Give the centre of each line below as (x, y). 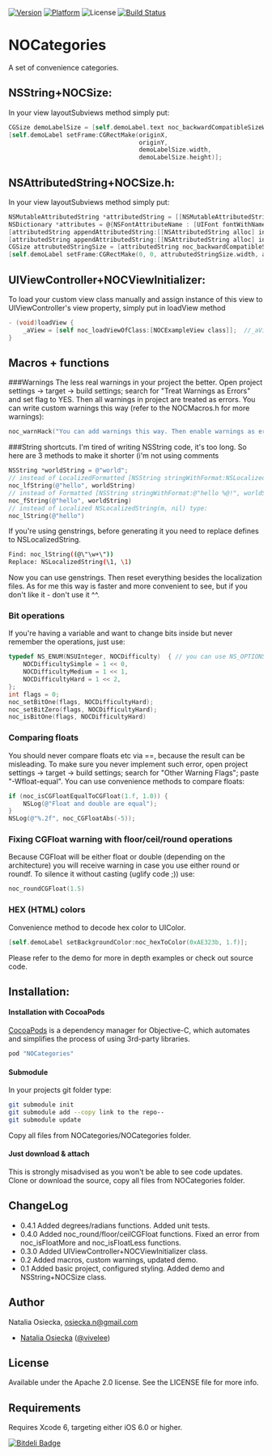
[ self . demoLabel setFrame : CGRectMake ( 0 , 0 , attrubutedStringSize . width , (134, 255)
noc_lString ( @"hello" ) (47, 516)
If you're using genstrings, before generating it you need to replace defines (134, 531)
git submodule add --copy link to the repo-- (86, 1113)
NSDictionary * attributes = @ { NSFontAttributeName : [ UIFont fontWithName (137, 224)
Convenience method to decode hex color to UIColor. (97, 928)
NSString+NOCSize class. (63, 1277)
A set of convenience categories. (64, 67)
